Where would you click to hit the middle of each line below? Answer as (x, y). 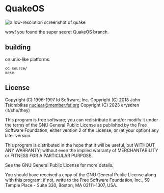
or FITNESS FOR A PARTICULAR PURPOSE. (49, 155)
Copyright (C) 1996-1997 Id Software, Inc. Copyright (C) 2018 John (73, 100)
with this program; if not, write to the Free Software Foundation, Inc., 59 (77, 180)
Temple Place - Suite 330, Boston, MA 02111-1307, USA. (61, 185)
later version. (18, 135)
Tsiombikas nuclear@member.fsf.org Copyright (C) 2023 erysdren (72, 105)
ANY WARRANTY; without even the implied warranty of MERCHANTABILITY (82, 150)
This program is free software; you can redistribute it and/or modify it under (82, 119)
